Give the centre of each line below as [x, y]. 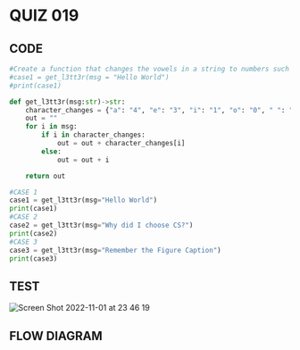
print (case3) [33, 258]
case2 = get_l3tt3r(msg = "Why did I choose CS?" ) [101, 225]
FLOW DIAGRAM [56, 336]
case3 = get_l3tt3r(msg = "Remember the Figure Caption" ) [115, 250]
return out [46, 176]
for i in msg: [51, 127]
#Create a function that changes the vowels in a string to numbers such [150, 69]
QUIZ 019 [44, 16]
